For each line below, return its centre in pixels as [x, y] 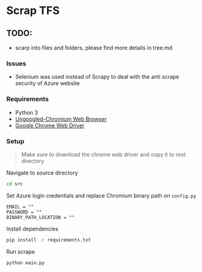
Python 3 [26, 112]
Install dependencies [33, 229]
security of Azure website [47, 84]
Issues [16, 63]
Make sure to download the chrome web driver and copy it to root [103, 154]
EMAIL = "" [20, 207]
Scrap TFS [33, 11]
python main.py [26, 263]
